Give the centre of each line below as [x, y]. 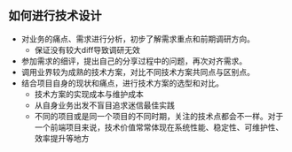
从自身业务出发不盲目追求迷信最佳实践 [104, 105]
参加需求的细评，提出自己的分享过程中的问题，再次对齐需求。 [134, 61]
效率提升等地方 [62, 138]
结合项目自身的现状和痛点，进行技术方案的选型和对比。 [122, 83]
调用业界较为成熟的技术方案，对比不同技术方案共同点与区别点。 [138, 72]
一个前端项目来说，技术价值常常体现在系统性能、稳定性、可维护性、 [159, 127]
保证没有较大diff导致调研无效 [87, 49]
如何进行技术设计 [55, 16]
